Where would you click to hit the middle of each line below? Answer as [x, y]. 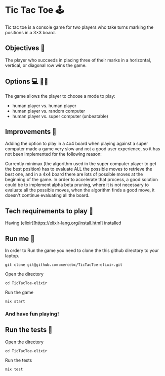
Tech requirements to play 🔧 [49, 211]
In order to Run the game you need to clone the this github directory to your [82, 251]
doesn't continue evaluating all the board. [47, 195]
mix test [14, 369]
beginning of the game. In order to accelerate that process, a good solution [82, 180]
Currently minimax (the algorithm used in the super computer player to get [81, 164]
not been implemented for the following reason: [54, 154]
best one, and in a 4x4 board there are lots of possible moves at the [74, 174]
